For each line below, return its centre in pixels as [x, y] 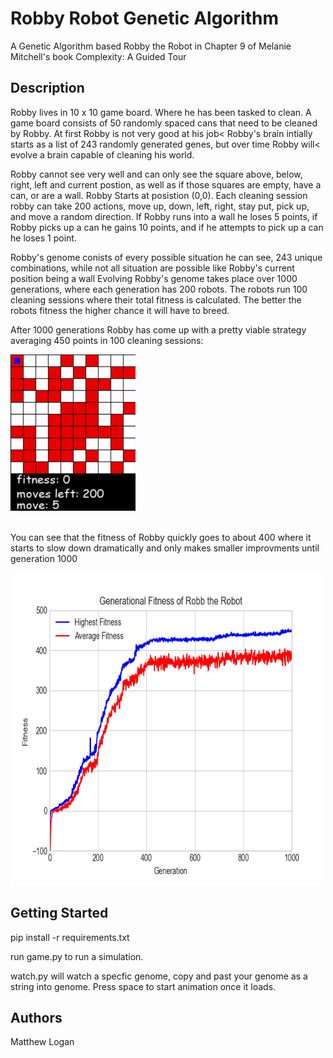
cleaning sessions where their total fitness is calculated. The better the [156, 299]
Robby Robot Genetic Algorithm [144, 18]
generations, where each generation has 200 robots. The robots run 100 [159, 289]
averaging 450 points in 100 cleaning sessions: [107, 340]
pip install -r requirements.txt [70, 937]
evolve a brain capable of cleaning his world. [102, 154]
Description [47, 88]
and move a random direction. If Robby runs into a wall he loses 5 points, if [164, 216]
